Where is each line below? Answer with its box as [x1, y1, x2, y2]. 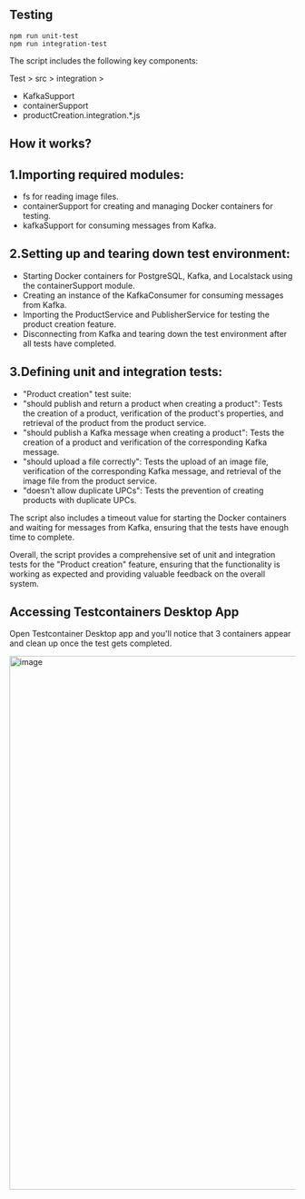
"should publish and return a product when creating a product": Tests [22, 398, 283, 409]
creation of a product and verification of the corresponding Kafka [22, 436, 268, 448]
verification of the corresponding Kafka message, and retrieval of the [22, 465, 281, 476]
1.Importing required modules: [9, 167, 184, 183]
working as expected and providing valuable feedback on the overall [9, 568, 266, 580]
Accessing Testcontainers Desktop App [9, 604, 240, 620]
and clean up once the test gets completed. [9, 638, 172, 649]
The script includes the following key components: [9, 54, 199, 66]
